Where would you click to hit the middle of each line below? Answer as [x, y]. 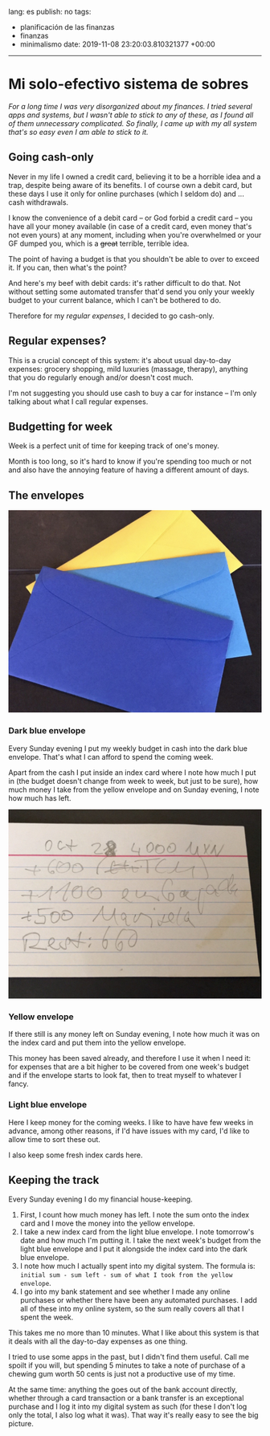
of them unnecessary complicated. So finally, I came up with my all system [133, 123]
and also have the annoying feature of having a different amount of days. [129, 470]
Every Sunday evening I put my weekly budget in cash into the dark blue [128, 748]
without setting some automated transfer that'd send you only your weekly [131, 292]
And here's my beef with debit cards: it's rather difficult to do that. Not [125, 283]
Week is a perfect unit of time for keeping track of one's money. [114, 446]
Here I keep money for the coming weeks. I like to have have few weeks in [131, 1122]
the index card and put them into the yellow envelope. [97, 1042]
